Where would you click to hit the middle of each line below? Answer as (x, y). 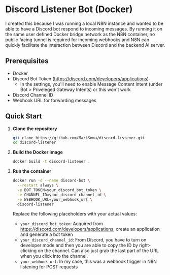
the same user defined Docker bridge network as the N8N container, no (80, 34)
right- (145, 246)
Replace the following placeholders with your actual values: (75, 214)
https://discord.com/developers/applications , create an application (90, 229)
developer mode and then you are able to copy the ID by (79, 246)
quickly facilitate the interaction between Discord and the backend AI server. (85, 45)
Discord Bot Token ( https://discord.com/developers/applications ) (80, 79)
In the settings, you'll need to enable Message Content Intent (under (91, 84)
